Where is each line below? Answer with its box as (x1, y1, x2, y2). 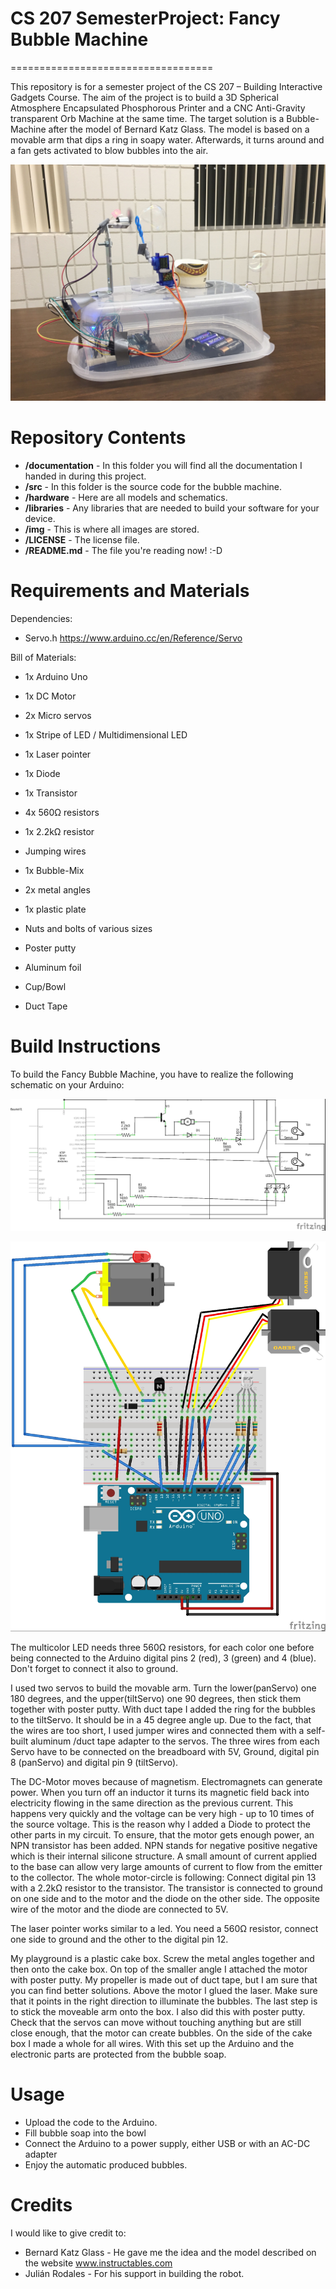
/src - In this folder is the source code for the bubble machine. (24, 480, 283, 492)
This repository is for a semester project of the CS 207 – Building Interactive (10, 80, 323, 92)
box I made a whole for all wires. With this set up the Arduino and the (10, 2037, 295, 2049)
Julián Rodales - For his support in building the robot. (24, 2267, 245, 2279)
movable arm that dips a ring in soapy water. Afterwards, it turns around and (10, 133, 325, 146)
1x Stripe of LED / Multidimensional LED (24, 728, 188, 741)
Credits (10, 2194, 73, 2217)
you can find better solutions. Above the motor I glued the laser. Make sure (10, 1984, 318, 1996)
